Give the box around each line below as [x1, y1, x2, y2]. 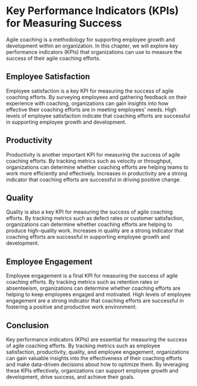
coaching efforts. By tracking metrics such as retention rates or [6, 279, 159, 286]
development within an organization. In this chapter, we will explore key [6, 42, 179, 49]
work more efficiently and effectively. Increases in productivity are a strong [6, 170, 188, 177]
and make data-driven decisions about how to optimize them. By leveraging [6, 361, 189, 368]
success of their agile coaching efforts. [6, 55, 101, 62]
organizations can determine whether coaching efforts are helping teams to [6, 163, 189, 171]
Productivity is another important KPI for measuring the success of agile [6, 151, 181, 158]
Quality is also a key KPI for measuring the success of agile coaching [6, 208, 173, 215]
